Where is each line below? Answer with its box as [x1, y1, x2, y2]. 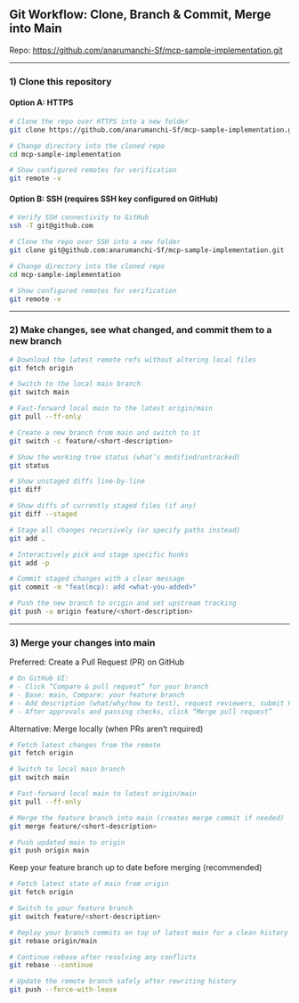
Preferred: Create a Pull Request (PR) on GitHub [9, 656, 185, 667]
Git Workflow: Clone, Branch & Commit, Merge [9, 7, 271, 22]
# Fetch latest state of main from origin [9, 879, 169, 889]
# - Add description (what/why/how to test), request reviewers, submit [9, 698, 285, 707]
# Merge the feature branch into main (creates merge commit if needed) [9, 813, 285, 822]
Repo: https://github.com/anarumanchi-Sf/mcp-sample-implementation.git [9, 45, 283, 55]
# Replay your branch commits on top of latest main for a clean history [9, 928, 289, 937]
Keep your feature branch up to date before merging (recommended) [9, 862, 263, 873]
